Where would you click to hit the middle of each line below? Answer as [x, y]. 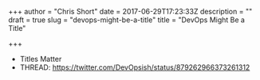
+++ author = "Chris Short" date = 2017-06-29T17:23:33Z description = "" [130, 11]
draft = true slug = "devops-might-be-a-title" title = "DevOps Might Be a [127, 20]
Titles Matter [41, 59]
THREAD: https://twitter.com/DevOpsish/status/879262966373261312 [135, 67]
